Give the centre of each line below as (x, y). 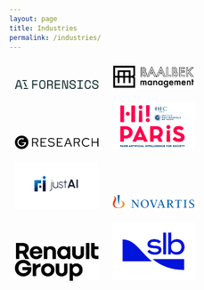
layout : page (33, 19)
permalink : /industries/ (55, 37)
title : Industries (43, 28)
